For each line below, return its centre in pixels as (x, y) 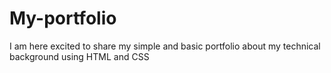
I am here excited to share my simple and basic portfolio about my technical (165, 46)
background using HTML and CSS (79, 56)
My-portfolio (63, 18)
